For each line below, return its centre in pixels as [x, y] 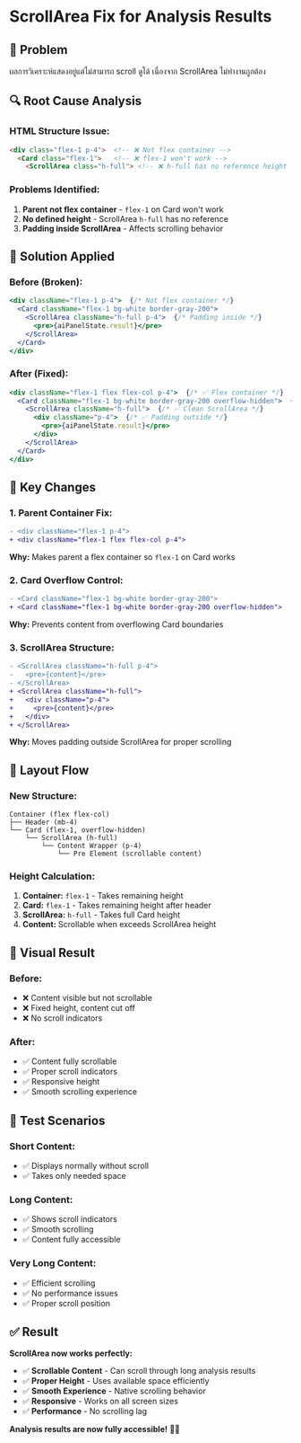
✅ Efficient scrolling [59, 1283]
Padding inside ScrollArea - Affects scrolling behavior [123, 228]
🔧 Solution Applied [62, 257]
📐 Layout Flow [49, 770]
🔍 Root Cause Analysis [75, 101]
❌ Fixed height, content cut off [79, 1008]
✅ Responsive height [61, 1082]
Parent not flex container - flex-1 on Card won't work [123, 209]
